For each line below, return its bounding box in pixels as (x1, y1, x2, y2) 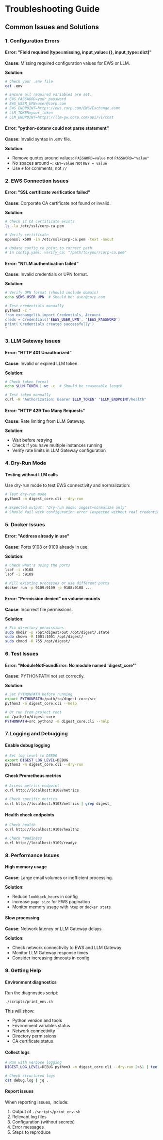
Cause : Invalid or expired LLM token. (5, 361, 79, 366)
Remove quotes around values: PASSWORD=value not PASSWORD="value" (12, 155, 149, 161)
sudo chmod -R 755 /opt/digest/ (5, 639, 70, 644)
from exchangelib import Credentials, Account (5, 312, 101, 317)
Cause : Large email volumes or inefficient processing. (5, 875, 113, 881)
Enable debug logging (5, 743, 50, 748)
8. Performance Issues (5, 852, 60, 859)
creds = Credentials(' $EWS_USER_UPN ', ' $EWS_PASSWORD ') (5, 317, 120, 322)
